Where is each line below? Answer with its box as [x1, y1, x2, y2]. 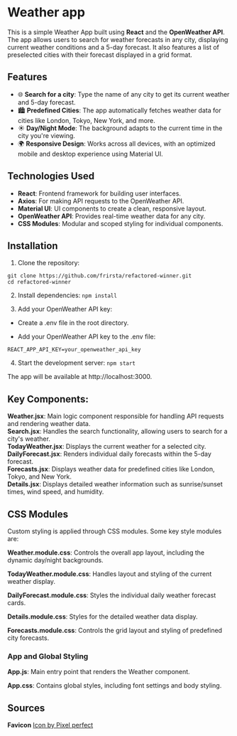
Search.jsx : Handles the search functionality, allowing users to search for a [7, 427, 228, 436]
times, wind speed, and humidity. [7, 488, 104, 496]
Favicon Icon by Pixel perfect [7, 721, 94, 730]
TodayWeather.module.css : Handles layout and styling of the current [7, 570, 212, 578]
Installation [7, 240, 58, 252]
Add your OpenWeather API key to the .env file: [17, 332, 156, 341]
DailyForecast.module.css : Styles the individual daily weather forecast [7, 591, 216, 599]
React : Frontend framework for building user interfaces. [17, 189, 181, 198]
